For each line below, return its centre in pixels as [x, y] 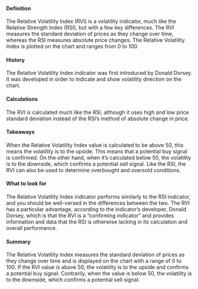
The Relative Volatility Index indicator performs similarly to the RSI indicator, [98, 197]
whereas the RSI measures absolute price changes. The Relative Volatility [95, 40]
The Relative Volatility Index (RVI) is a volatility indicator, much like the [91, 21]
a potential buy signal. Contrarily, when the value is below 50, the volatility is [99, 274]
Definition [19, 8]
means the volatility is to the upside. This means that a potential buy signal [97, 151]
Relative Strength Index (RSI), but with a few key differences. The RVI [90, 28]
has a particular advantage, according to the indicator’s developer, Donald [96, 209]
